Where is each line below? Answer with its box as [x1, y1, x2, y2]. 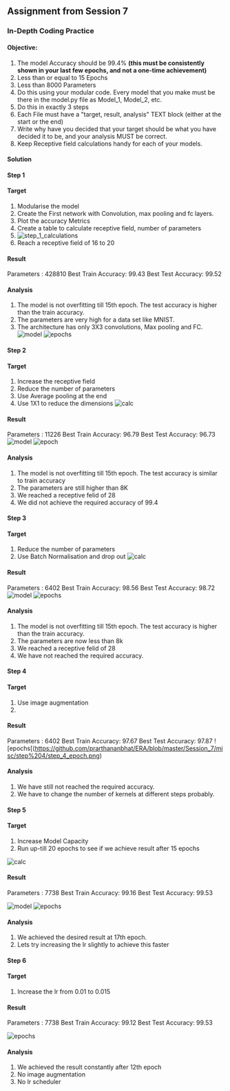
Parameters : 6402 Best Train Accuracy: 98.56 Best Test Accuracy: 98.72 [7, 583, 216, 592]
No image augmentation [17, 1070, 86, 1079]
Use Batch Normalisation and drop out [17, 552, 126, 561]
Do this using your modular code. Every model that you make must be [17, 88, 216, 96]
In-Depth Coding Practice [7, 26, 94, 36]
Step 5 [7, 805, 26, 814]
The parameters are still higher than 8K [17, 483, 129, 492]
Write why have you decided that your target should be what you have [17, 124, 217, 133]
